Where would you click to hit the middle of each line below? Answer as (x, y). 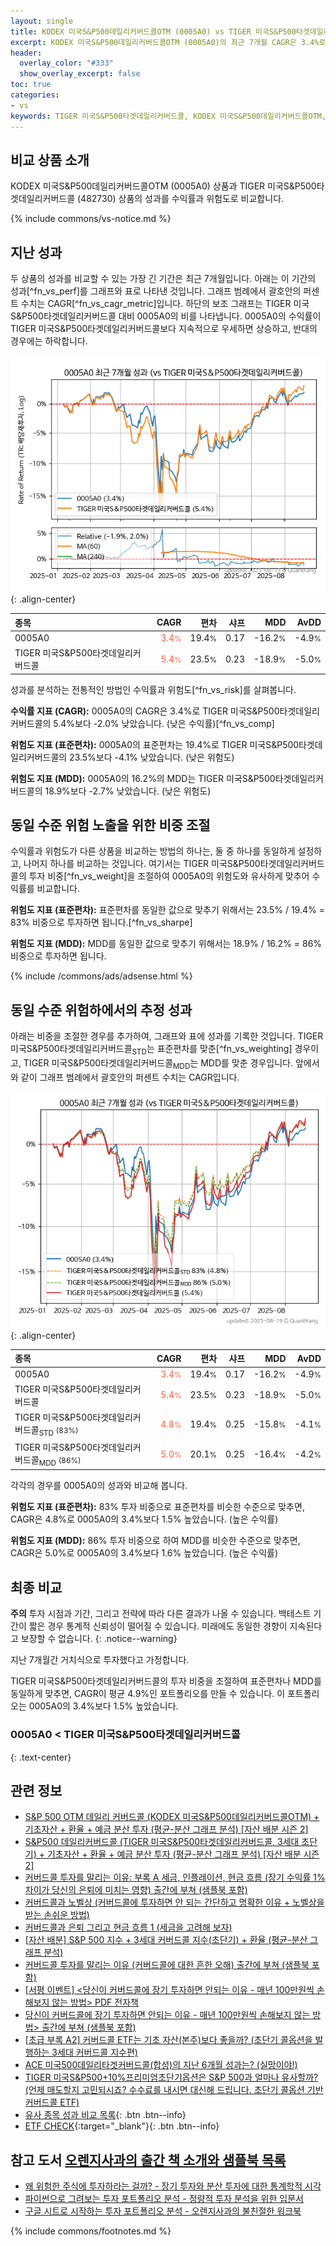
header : (26, 53)
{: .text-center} (41, 1757)
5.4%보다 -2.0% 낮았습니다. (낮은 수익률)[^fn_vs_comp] (164, 723)
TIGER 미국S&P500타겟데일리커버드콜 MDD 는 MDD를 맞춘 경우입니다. (158, 1064)
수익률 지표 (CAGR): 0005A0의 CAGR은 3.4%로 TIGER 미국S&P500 (145, 711)
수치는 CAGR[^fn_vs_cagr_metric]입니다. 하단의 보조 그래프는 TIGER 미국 (165, 304)
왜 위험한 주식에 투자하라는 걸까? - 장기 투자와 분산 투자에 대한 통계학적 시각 (173, 2186)
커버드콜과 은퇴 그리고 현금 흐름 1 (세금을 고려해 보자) (128, 1927)
